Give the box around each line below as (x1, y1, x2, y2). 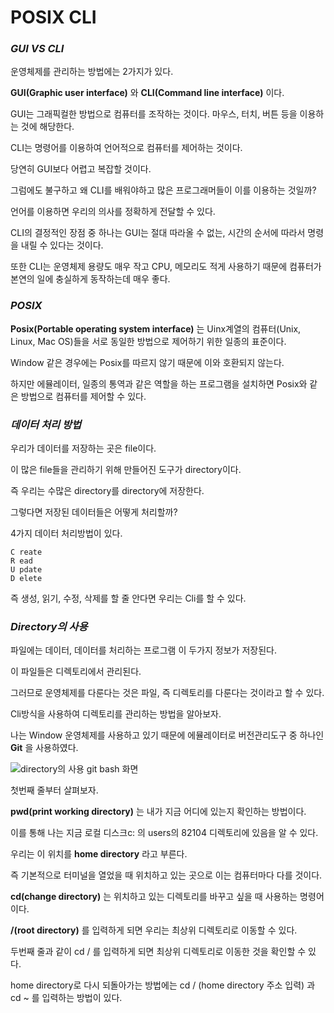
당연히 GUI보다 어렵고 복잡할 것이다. (10, 163, 152, 175)
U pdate (10, 565, 43, 575)
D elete (10, 574, 43, 584)
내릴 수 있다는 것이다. (20, 239, 104, 251)
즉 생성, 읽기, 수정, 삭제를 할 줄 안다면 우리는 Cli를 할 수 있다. (10, 592, 247, 605)
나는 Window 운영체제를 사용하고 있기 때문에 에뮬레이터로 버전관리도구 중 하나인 (10, 729, 325, 741)
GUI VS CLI (10, 42, 65, 56)
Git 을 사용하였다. (10, 742, 79, 754)
